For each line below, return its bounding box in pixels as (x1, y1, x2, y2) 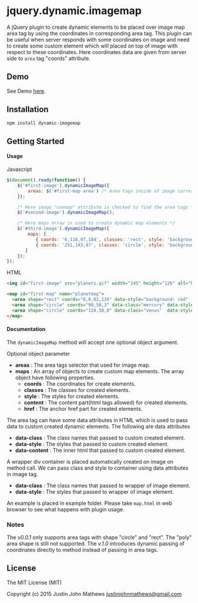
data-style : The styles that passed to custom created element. (15, 440, 169, 447)
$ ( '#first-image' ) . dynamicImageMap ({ (17, 182, 110, 189)
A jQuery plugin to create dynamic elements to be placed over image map (6, 24, 185, 31)
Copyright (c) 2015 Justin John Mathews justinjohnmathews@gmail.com (6, 590, 182, 597)
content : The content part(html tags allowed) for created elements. (24, 398, 189, 406)
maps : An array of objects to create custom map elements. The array (15, 367, 184, 374)
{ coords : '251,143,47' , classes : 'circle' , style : (35, 242, 165, 248)
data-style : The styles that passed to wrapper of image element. (15, 488, 174, 495)
